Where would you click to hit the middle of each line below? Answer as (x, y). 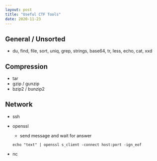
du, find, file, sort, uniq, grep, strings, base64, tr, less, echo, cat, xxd (82, 51)
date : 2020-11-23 (23, 19)
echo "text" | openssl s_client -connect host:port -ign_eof (77, 145)
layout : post (19, 10)
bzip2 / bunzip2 (28, 89)
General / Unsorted (35, 39)
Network (19, 105)
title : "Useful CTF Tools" (33, 14)
